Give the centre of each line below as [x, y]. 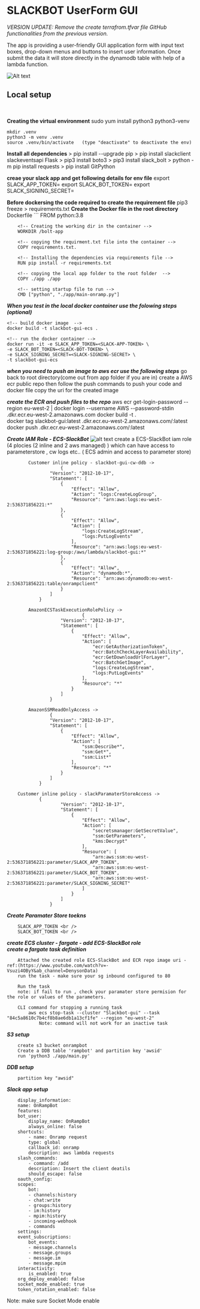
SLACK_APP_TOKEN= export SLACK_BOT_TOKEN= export [78, 184]
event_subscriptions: [44, 1237]
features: [30, 1111]
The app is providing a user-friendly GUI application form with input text [96, 45]
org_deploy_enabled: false [51, 1279]
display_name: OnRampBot [59, 1121]
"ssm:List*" [97, 757]
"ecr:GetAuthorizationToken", [130, 646]
